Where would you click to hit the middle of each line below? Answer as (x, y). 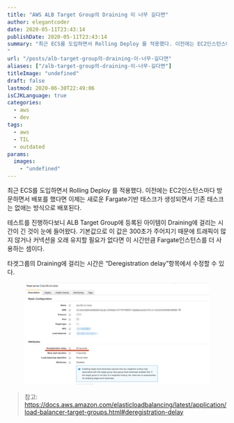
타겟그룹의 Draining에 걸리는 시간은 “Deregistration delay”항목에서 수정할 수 (112, 263)
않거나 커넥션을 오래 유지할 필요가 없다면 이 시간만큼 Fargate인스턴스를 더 (114, 240)
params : (18, 154)
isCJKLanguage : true (37, 95)
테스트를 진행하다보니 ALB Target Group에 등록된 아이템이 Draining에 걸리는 (112, 222)
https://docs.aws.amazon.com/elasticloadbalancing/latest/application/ (125, 404)
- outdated (29, 147)
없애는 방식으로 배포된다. (48, 208)
